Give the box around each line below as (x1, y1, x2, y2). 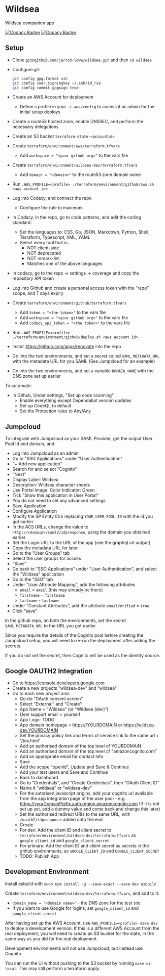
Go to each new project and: (12, 691, 70, 696)
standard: (12, 220, 32, 225)
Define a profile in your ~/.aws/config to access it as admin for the (19, 104, 155, 110)
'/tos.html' (19, 738, 40, 744)
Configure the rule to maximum (19, 205, 83, 211)
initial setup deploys (19, 109, 61, 115)
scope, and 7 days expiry (12, 290, 64, 296)
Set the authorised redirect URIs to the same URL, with (19, 811, 131, 817)
